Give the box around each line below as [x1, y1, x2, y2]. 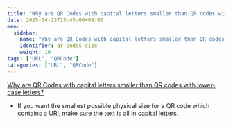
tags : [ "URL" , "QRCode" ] [7, 55, 79, 62]
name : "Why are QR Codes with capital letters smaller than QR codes [19, 36, 225, 43]
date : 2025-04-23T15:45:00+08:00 [7, 17, 104, 24]
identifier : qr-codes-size [19, 42, 98, 49]
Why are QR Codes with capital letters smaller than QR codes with [7, 80, 196, 89]
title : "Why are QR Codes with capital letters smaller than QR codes [7, 10, 216, 17]
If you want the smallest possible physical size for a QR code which [17, 101, 210, 109]
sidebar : [13, 29, 39, 37]
